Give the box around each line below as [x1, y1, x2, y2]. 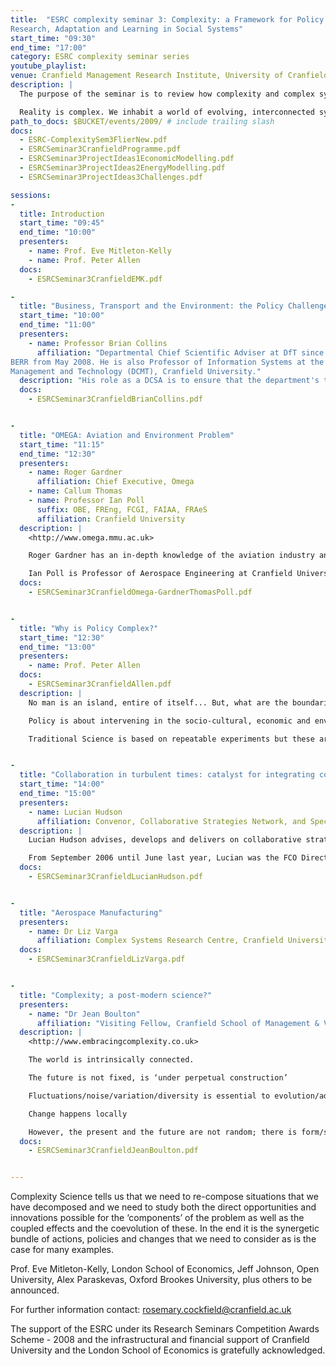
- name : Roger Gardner [28, 467, 123, 478]
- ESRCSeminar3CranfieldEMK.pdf [28, 274, 163, 284]
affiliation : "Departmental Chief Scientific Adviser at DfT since [36, 347, 325, 358]
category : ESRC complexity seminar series [10, 52, 190, 62]
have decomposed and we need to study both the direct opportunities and [10, 1201, 317, 1213]
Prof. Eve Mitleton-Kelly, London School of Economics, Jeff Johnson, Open [10, 1263, 320, 1275]
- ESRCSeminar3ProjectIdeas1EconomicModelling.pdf [19, 154, 235, 164]
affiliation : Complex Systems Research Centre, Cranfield [36, 936, 284, 946]
